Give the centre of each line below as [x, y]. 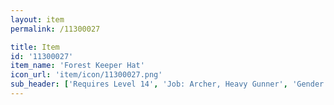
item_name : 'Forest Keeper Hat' [77, 66]
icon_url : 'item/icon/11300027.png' [86, 75]
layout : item [37, 19]
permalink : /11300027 [55, 29]
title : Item [35, 47]
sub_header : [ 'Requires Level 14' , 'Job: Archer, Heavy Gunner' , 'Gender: [169, 84]
